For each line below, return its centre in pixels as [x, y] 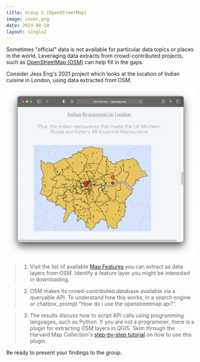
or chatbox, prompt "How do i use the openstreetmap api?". [103, 304]
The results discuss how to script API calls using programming [107, 316]
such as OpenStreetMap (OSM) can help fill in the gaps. [75, 62]
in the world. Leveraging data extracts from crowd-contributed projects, [95, 56]
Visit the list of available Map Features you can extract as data [106, 267]
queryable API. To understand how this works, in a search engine [110, 298]
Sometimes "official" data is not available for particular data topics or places [100, 50]
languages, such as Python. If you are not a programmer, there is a [112, 322]
